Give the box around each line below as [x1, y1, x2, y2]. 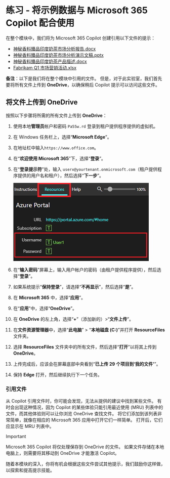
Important [6, 433, 26, 440]
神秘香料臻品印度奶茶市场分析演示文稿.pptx [13, 52, 104, 58]
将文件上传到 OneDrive [6, 98, 78, 107]
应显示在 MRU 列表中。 [6, 423, 54, 429]
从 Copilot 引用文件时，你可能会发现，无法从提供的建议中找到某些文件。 [6, 398, 156, 404]
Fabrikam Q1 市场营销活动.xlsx [13, 64, 77, 71]
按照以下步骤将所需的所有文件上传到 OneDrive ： [6, 112, 107, 118]
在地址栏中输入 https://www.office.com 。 [13, 145, 99, 151]
